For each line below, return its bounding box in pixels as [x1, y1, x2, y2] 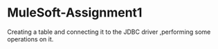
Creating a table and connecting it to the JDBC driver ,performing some [7, 28, 211, 36]
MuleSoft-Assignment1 [7, 5, 143, 21]
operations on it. [7, 35, 54, 43]
